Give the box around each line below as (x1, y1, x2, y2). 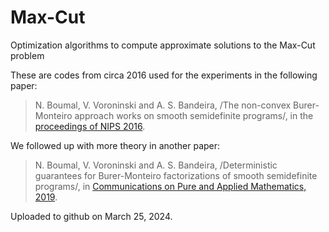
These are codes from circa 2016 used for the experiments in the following (10, 69, 318, 81)
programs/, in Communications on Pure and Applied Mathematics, (34, 180, 307, 192)
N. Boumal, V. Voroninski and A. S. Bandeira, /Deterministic (34, 159, 278, 171)
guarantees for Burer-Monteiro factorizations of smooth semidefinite (34, 169, 318, 181)
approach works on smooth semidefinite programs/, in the (74, 109, 314, 121)
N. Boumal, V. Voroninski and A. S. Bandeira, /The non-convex (34, 99, 292, 111)
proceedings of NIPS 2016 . (34, 120, 146, 132)
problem (10, 49, 45, 61)
